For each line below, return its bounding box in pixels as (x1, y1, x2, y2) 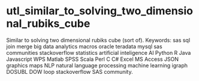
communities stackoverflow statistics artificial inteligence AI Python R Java (6, 49, 191, 56)
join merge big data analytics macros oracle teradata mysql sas (6, 43, 163, 50)
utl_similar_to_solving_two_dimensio (6, 4, 194, 18)
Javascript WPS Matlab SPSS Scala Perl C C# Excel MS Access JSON (6, 55, 179, 63)
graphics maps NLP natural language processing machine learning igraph (6, 61, 188, 69)
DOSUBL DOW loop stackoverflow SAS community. (6, 68, 133, 75)
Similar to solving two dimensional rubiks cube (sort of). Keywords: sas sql (6, 36, 191, 43)
